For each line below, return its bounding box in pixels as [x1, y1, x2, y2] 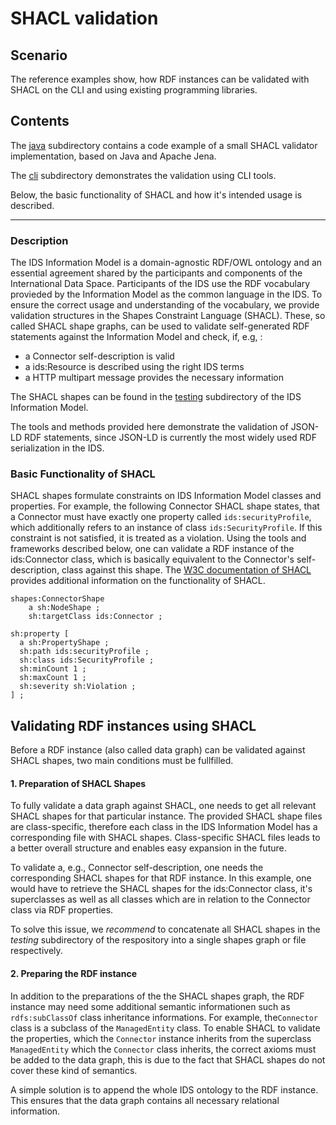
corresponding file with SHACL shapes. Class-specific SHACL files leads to [10, 832, 321, 844]
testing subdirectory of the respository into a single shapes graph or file [10, 934, 307, 946]
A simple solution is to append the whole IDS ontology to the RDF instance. [10, 1083, 319, 1096]
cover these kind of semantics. [10, 1064, 138, 1076]
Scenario [10, 47, 68, 64]
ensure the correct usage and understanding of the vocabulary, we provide [10, 299, 320, 311]
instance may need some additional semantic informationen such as [10, 1000, 291, 1012]
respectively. [10, 945, 63, 957]
